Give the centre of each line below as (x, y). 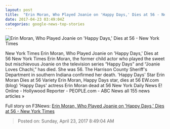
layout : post (19, 10)
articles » (15, 96)
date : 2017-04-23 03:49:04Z (35, 19)
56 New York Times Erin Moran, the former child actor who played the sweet (85, 59)
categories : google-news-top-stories (45, 24)
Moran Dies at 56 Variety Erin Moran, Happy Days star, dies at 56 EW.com (82, 80)
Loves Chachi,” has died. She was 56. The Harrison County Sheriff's (76, 70)
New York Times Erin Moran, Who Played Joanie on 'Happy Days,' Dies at (82, 53)
